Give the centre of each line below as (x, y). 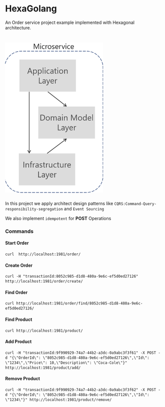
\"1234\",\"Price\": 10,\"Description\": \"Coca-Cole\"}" (66, 363)
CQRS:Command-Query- (136, 204)
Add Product (19, 342)
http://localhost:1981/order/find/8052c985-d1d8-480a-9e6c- (79, 304)
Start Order (17, 243)
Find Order (16, 292)
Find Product (19, 319)
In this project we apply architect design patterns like (59, 203)
